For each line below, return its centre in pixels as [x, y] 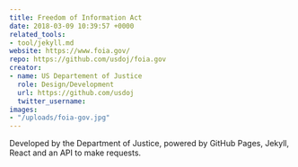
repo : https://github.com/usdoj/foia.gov [88, 59]
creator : [26, 68]
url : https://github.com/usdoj [76, 92]
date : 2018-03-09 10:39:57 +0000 [72, 26]
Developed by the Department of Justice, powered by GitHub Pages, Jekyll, [149, 144]
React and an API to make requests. [75, 153]
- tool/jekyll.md [42, 43]
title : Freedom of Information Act [76, 18]
